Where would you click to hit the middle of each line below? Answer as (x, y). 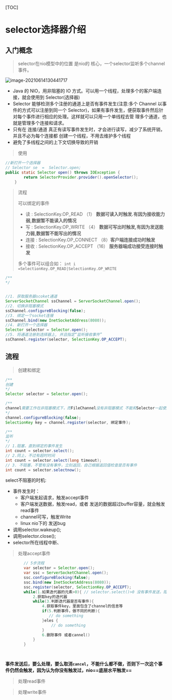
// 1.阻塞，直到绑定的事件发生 (34, 446)
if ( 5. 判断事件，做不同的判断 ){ (71, 611)
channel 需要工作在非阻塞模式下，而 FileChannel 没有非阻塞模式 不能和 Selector (80, 408)
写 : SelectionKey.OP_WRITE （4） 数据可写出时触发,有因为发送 (92, 227)
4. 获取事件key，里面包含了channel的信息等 (82, 606)
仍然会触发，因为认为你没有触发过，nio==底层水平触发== (71, 670)
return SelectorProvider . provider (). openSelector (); (81, 177)
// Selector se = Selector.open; (43, 167)
